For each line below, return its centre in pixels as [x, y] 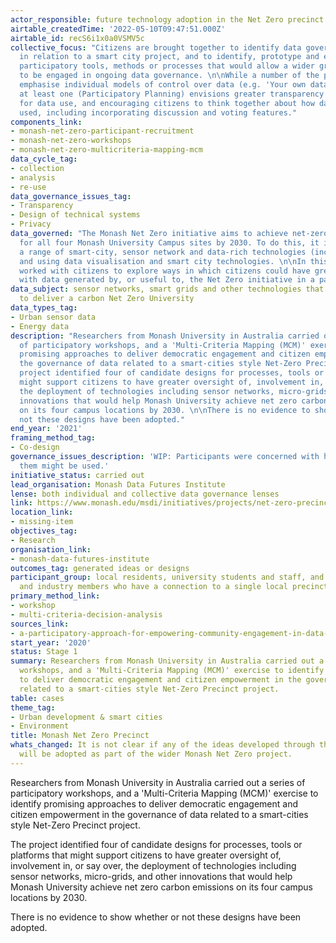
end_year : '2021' [46, 429]
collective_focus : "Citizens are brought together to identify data [156, 47]
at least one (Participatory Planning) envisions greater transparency [172, 94]
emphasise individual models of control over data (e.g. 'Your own [163, 85]
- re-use [28, 187]
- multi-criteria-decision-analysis [86, 614]
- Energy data [40, 326]
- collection [37, 168]
